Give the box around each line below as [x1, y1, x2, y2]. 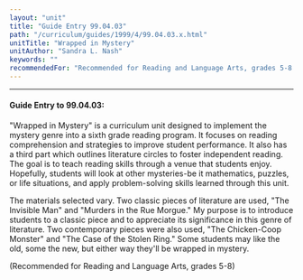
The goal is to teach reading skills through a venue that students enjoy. [9, 159, 272, 170]
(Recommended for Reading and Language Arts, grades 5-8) [9, 261, 236, 272]
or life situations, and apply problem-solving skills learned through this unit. [9, 178, 289, 189]
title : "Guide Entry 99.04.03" [9, 22, 127, 31]
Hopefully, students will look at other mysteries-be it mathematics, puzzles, [9, 168, 289, 179]
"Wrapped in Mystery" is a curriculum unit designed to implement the [9, 120, 268, 131]
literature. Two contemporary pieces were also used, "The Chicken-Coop [9, 224, 282, 235]
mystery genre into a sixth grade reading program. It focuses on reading [9, 130, 278, 141]
